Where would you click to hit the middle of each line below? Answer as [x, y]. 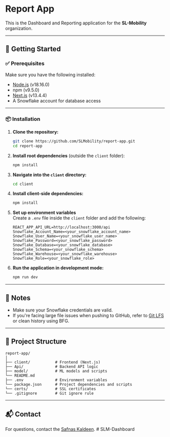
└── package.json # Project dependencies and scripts [69, 384]
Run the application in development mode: [58, 268]
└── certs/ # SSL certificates [51, 389]
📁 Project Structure [36, 342]
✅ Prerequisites [25, 64]
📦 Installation [23, 119]
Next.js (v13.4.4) [30, 95]
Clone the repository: [35, 132]
